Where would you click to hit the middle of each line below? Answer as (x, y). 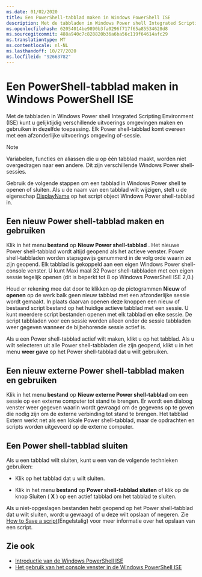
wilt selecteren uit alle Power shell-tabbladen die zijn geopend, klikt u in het (100, 345)
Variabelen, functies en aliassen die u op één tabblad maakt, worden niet (96, 159)
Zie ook (20, 546)
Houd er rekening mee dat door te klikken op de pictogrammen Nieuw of (96, 289)
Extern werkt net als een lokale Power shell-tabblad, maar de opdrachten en (100, 420)
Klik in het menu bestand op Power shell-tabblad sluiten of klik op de (102, 490)
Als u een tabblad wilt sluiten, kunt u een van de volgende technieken (92, 460)
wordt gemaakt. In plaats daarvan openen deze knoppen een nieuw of (93, 301)
